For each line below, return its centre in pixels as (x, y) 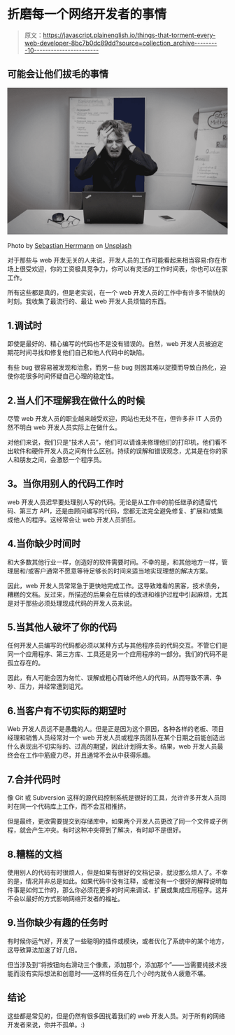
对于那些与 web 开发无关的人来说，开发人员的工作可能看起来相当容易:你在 (114, 261)
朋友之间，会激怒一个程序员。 (62, 460)
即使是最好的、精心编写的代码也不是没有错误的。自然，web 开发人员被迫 (112, 344)
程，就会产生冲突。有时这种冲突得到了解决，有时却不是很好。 (96, 830)
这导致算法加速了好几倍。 (44, 950)
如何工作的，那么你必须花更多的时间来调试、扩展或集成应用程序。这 (123, 889)
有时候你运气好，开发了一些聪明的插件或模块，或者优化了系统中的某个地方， (117, 941)
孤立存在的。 (26, 663)
